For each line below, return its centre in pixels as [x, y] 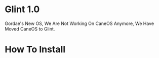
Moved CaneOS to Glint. [30, 28]
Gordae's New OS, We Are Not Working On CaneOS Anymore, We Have [79, 23]
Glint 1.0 [22, 9]
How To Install [35, 50]
